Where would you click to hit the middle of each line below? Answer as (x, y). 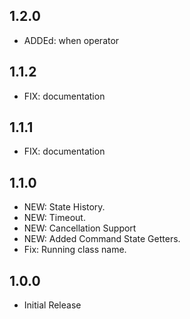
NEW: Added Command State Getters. (102, 239)
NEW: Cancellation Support (80, 228)
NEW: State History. (64, 207)
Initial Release (52, 305)
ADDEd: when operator (71, 40)
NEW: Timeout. (54, 218)
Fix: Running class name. (75, 250)
